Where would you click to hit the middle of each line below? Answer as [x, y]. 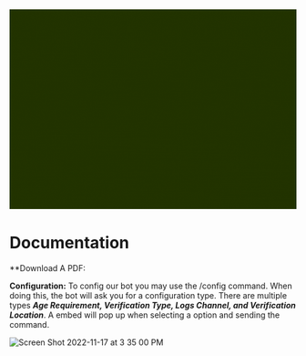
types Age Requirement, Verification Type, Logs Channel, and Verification [153, 305]
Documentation [70, 243]
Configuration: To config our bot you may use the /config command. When [151, 286]
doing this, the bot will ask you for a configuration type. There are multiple [148, 295]
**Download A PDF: [48, 267]
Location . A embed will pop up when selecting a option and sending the [145, 315]
